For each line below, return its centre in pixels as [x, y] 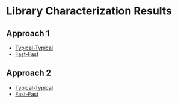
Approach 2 [29, 73]
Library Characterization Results [89, 11]
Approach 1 [28, 33]
